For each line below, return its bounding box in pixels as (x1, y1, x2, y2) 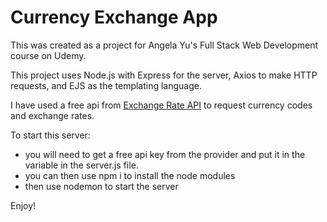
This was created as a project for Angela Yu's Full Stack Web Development (10, 39, 319, 51)
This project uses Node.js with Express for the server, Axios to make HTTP (10, 69, 318, 81)
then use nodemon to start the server (24, 180, 179, 192)
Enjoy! (10, 199, 37, 211)
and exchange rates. (10, 109, 95, 121)
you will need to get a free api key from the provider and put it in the (24, 148, 306, 160)
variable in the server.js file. (24, 159, 139, 171)
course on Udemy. (10, 49, 87, 61)
